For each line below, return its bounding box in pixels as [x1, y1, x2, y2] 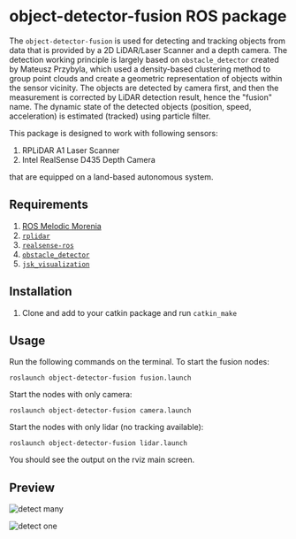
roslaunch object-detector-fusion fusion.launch [9, 373, 192, 382]
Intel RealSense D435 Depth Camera [21, 154, 156, 165]
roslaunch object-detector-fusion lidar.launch [9, 439, 188, 448]
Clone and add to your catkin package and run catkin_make [21, 307, 237, 318]
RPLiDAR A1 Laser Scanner [21, 144, 120, 156]
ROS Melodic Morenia [21, 220, 102, 231]
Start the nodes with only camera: [9, 389, 133, 400]
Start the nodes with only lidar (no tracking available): [9, 422, 204, 433]
